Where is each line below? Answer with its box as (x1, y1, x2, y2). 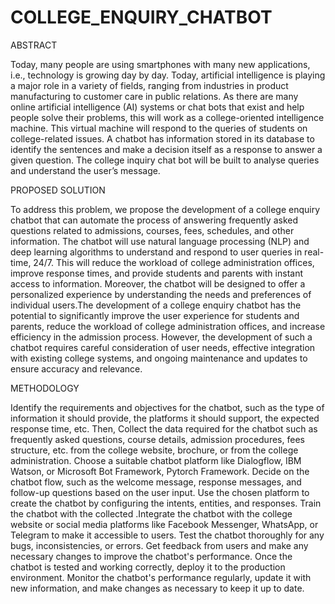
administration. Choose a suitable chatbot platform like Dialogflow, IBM (10, 454, 302, 466)
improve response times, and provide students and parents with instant (10, 267, 303, 279)
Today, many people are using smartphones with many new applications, (10, 58, 311, 70)
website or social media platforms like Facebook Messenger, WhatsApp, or (10, 518, 319, 530)
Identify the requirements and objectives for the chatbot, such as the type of (10, 401, 325, 413)
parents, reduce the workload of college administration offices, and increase (10, 320, 326, 332)
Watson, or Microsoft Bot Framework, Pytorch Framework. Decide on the (10, 465, 310, 477)
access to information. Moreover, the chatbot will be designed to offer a (10, 277, 306, 290)
